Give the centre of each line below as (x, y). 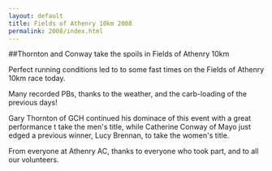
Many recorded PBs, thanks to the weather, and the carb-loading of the (128, 94)
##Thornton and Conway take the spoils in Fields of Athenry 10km (119, 54)
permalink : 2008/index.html (56, 31)
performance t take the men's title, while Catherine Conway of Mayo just (130, 127)
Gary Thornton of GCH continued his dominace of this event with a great (130, 118)
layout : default (36, 16)
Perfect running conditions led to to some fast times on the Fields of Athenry (136, 70)
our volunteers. (34, 160)
